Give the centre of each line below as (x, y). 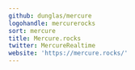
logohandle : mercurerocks (52, 23)
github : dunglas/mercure (50, 16)
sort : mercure (32, 31)
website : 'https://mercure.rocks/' (68, 53)
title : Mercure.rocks (45, 38)
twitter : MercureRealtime (52, 46)
